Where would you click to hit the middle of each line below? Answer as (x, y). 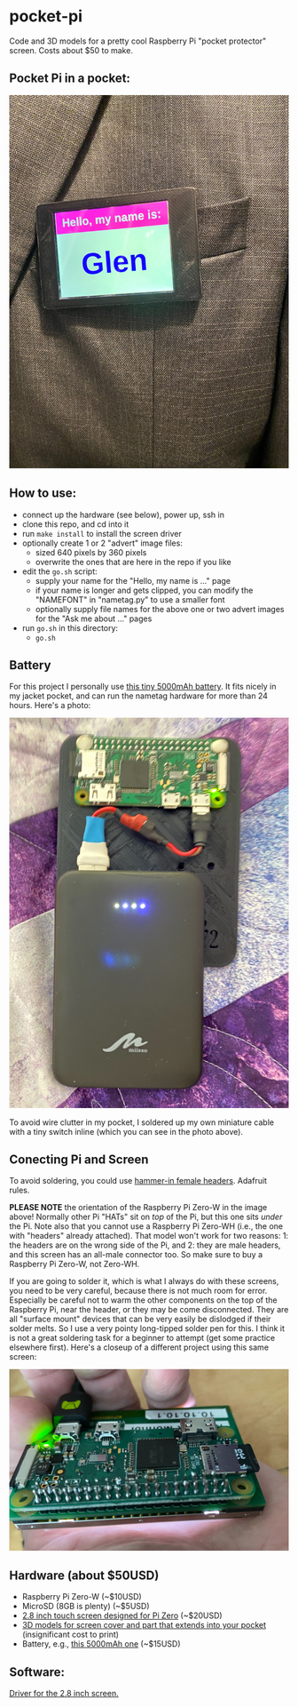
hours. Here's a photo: (50, 706)
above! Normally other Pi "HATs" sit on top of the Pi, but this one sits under (146, 1217)
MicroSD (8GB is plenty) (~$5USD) (86, 1607)
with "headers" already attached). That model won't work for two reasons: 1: (149, 1236)
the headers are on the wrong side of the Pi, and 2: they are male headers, (145, 1245)
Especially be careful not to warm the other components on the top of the (143, 1300)
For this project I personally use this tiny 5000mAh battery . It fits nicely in (143, 687)
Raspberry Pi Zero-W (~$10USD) (82, 1597)
